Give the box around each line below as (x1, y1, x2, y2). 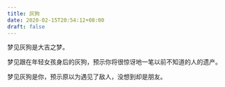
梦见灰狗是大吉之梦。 (7, 43, 68, 52)
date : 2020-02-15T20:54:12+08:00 (7, 17, 105, 24)
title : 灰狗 (7, 10, 40, 17)
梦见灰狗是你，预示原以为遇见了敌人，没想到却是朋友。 (7, 72, 166, 81)
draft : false (7, 23, 45, 30)
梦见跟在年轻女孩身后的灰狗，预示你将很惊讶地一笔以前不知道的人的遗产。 (7, 58, 222, 66)
